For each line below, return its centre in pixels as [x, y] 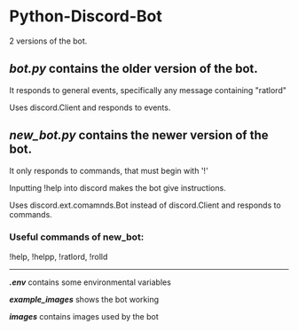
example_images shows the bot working [84, 299]
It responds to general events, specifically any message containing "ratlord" [148, 90]
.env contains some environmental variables [90, 282]
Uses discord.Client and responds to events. [90, 107]
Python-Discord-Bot [86, 16]
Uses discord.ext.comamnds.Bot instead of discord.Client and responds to [145, 205]
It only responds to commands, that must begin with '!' [109, 170]
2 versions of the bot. [48, 41]
